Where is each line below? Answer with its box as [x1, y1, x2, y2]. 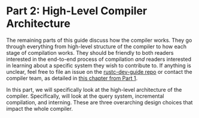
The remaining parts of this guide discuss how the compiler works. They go [6, 36, 192, 44]
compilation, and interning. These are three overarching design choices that [6, 98, 193, 105]
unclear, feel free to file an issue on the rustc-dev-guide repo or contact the [6, 68, 192, 75]
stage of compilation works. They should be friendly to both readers [6, 49, 174, 56]
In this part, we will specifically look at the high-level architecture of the [6, 86, 182, 93]
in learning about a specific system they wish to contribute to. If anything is [6, 61, 191, 69]
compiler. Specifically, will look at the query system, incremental [6, 92, 164, 100]
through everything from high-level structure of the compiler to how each [6, 43, 187, 50]
